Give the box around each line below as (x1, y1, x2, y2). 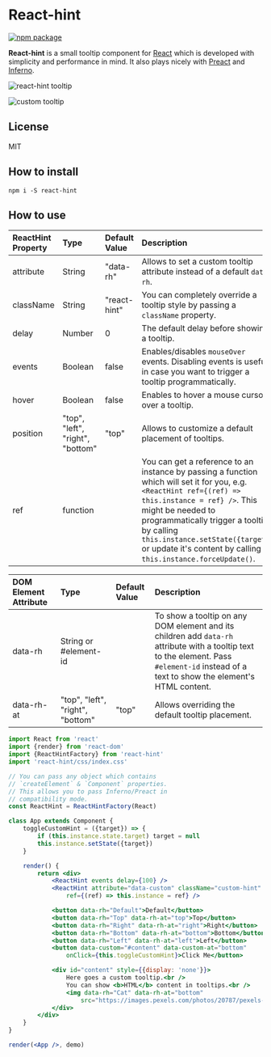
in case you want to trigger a (141, 366, 250, 378)
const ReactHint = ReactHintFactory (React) (8, 802, 157, 810)
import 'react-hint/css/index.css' (8, 758, 128, 766)
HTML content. (154, 681, 211, 692)
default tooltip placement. (154, 709, 252, 721)
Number (62, 328, 94, 339)
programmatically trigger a (141, 515, 243, 526)
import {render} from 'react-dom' (8, 742, 125, 751)
